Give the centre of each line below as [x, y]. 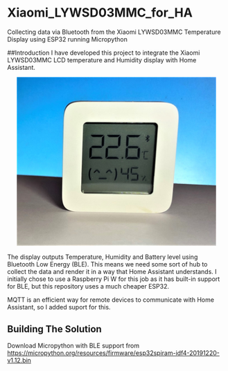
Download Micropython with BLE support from [73, 345]
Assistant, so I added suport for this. [59, 307]
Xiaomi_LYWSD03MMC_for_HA [100, 13]
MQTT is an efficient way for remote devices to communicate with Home [111, 300]
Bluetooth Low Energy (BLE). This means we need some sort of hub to [107, 264]
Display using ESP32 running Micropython [68, 39]
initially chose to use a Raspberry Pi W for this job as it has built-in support [114, 279]
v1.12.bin [19, 360]
